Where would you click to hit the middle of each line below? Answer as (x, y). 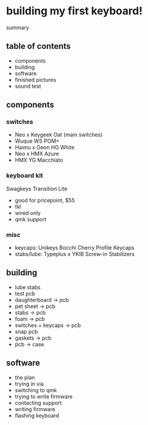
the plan (25, 377)
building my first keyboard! (74, 11)
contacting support (38, 403)
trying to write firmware (44, 396)
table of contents (39, 46)
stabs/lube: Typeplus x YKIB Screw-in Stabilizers (75, 254)
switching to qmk (36, 390)
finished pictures (35, 79)
